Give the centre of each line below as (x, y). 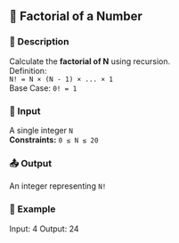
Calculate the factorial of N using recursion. (90, 61)
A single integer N (41, 130)
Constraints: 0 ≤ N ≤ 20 (54, 140)
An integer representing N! (58, 186)
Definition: (28, 70)
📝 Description (39, 42)
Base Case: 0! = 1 (43, 88)
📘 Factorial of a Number (76, 16)
